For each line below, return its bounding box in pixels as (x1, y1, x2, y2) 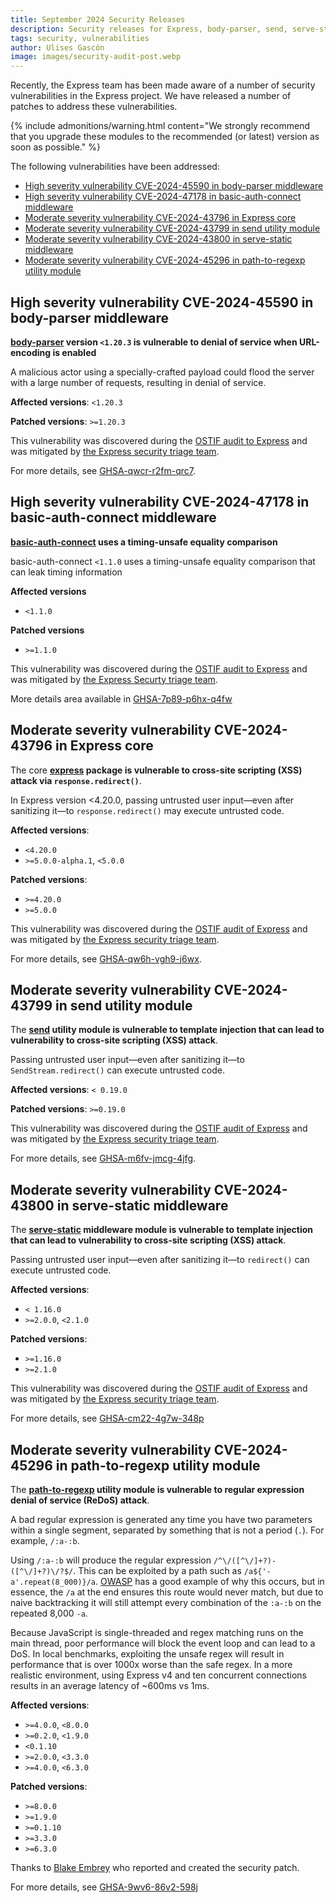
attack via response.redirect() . (10, 774, 142, 786)
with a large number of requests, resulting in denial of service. (10, 376, 267, 388)
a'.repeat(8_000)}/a (10, 1577, 97, 1587)
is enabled (52, 346, 97, 358)
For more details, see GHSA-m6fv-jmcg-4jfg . (10, 1152, 197, 1165)
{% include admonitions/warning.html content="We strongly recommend (10, 120, 311, 132)
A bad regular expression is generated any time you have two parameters (10, 1514, 313, 1525)
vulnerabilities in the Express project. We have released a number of (10, 90, 292, 102)
